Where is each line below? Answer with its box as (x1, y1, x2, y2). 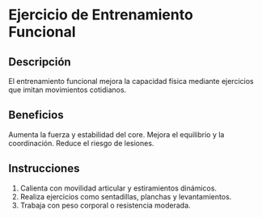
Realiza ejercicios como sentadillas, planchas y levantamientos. (19, 191, 232, 201)
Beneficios (8, 108, 64, 122)
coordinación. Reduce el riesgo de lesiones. (8, 138, 154, 148)
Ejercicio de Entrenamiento (8, 6, 194, 24)
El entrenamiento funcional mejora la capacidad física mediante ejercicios (8, 77, 254, 86)
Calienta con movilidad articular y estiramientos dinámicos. (19, 183, 217, 193)
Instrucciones (8, 161, 80, 175)
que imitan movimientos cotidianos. (8, 85, 127, 94)
